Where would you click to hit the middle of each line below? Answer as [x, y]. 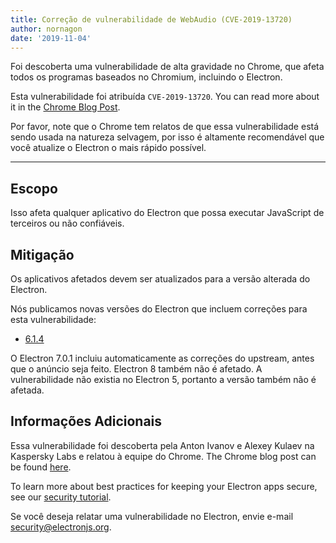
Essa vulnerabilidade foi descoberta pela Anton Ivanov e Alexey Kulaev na [162, 445]
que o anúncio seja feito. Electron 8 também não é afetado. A [136, 369]
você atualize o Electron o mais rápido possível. [108, 148]
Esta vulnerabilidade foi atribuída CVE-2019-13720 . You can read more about [165, 97]
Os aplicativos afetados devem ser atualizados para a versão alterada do [160, 279]
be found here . [41, 467]
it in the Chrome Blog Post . [65, 107]
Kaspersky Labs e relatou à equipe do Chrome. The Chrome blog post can [163, 456]
